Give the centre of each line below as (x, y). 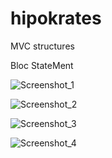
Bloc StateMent (42, 65)
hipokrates (56, 18)
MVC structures (42, 46)
